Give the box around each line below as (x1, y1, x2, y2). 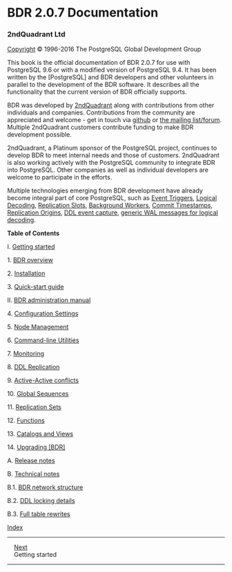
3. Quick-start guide (7, 283, 64, 291)
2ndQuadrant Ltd (7, 30, 66, 39)
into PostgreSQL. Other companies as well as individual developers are (7, 166, 209, 174)
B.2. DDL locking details (7, 497, 75, 505)
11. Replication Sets (7, 403, 62, 411)
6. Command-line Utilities (7, 336, 79, 344)
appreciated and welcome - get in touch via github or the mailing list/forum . (7, 116, 222, 124)
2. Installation (7, 269, 46, 277)
